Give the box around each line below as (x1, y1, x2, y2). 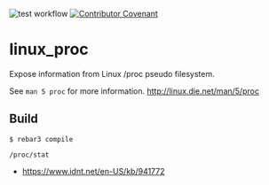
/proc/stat (9, 150, 50, 159)
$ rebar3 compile (9, 135, 74, 143)
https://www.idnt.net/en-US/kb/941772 (21, 166, 166, 176)
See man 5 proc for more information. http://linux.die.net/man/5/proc (9, 85, 260, 96)
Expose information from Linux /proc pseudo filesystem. (9, 68, 215, 79)
